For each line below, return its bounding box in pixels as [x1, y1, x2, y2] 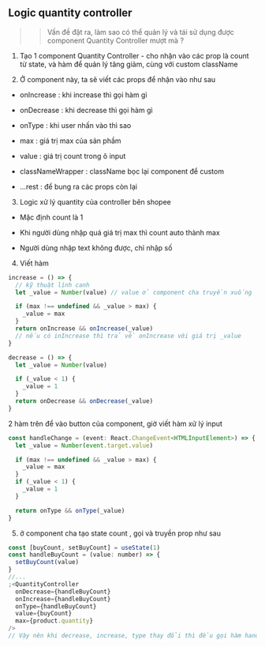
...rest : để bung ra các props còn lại [19, 182, 138, 191]
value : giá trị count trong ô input [19, 151, 126, 160]
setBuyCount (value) [15, 559, 80, 566]
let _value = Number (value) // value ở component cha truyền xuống [15, 288, 252, 296]
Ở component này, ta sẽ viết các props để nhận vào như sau [19, 74, 216, 84]
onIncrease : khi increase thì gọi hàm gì [19, 90, 147, 100]
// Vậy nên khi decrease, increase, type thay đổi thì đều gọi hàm [8, 632, 242, 640]
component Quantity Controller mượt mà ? [47, 36, 184, 45]
